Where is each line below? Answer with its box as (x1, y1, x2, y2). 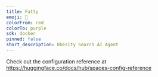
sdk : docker (6, 31, 36, 37)
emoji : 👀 (6, 14, 28, 20)
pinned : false (6, 36, 42, 42)
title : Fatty (6, 8, 39, 15)
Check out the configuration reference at (6, 57, 107, 65)
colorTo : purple (6, 25, 47, 31)
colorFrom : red (6, 20, 44, 25)
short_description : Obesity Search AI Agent (6, 42, 119, 48)
